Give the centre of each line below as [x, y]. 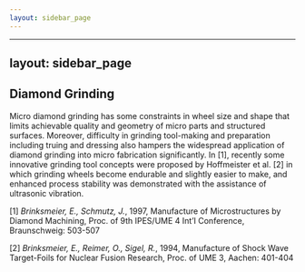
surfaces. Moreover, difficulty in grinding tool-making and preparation [140, 135]
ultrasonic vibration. [47, 193]
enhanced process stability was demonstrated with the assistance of [138, 184]
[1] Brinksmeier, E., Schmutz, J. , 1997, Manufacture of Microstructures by [145, 211]
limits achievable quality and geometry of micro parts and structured [138, 126]
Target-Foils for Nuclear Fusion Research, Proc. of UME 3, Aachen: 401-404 [152, 257]
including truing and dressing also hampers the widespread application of [147, 145]
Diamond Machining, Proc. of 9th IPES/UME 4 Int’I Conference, [127, 220]
